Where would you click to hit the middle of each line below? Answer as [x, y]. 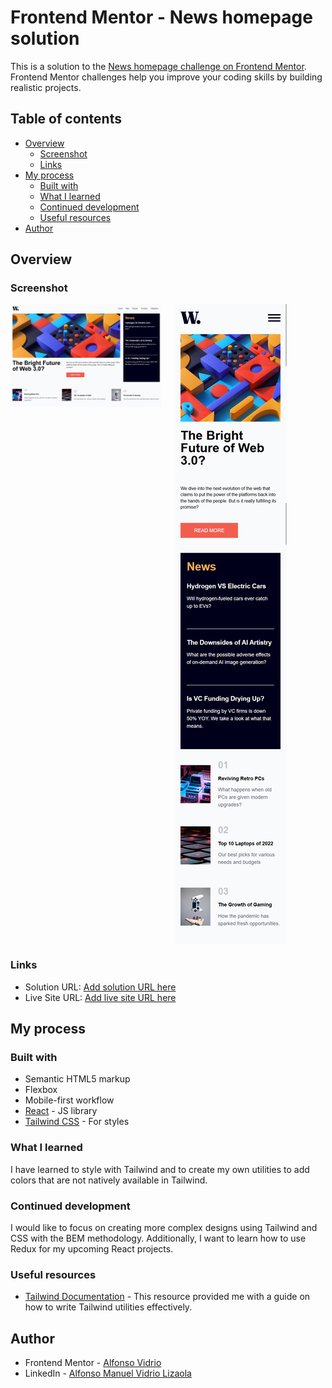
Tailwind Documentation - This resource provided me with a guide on [167, 1297]
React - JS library [61, 1111]
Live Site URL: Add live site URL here [100, 997]
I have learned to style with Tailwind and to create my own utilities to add [160, 1169]
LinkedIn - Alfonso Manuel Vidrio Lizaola [108, 1373]
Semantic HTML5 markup [77, 1079]
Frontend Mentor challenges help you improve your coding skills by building [166, 77]
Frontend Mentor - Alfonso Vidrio [93, 1363]
